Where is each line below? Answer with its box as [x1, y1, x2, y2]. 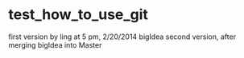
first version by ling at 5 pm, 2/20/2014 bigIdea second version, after [8, 32, 236, 41]
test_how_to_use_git [8, 6, 149, 24]
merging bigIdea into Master [8, 40, 102, 49]
